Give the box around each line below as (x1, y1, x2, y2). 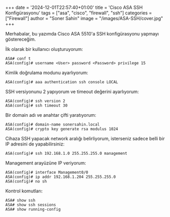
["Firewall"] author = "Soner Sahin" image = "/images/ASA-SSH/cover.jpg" (5, 15, 163, 21)
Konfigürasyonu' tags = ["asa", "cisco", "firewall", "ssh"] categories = (5, 10, 153, 16)
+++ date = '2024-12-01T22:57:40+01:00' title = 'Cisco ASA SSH (5, 5, 143, 10)
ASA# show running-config (5, 207, 61, 212)
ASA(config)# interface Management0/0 (5, 170, 88, 175)
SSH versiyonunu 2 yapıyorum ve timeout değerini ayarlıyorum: (5, 88, 139, 95)
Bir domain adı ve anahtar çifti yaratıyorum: (5, 112, 97, 118)
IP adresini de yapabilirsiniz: (5, 141, 65, 147)
